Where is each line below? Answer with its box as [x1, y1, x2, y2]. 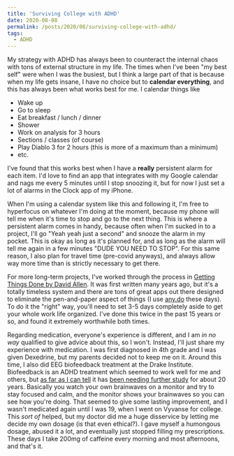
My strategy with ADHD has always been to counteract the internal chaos [7, 55, 219, 64]
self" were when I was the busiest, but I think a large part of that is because [7, 71, 225, 79]
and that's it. [7, 442, 43, 450]
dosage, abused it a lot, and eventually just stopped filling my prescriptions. [7, 427, 225, 436]
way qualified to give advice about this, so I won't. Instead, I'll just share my [7, 338, 225, 346]
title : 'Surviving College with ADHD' [7, 10, 120, 17]
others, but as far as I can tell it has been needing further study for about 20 [7, 375, 226, 384]
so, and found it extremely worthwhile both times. [7, 317, 150, 325]
